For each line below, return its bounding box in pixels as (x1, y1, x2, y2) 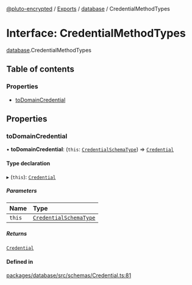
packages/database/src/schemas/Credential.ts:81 (6, 272, 132, 279)
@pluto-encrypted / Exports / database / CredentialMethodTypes (6, 5, 171, 12)
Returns (6, 230, 27, 238)
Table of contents (6, 64, 74, 75)
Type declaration (6, 159, 51, 167)
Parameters (6, 187, 37, 194)
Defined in (6, 258, 34, 266)
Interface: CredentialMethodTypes (6, 27, 186, 40)
